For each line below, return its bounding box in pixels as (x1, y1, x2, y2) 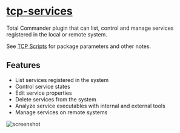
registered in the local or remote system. (6, 30, 108, 38)
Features (6, 60, 41, 70)
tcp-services (6, 4, 73, 18)
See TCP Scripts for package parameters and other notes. (6, 43, 152, 50)
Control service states (15, 83, 71, 90)
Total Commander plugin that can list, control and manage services (6, 24, 174, 32)
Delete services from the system (15, 95, 97, 103)
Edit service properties (15, 89, 72, 97)
